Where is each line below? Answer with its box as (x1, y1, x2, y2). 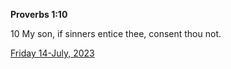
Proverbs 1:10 (10, 9, 68, 20)
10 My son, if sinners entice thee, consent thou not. (10, 28, 222, 39)
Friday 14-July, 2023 (10, 47, 95, 59)
